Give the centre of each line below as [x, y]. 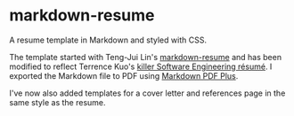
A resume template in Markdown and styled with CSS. [108, 40]
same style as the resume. [57, 102]
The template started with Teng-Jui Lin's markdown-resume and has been [146, 57]
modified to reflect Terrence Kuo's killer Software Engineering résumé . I [141, 66]
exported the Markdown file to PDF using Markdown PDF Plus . [124, 75]
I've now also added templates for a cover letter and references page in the [147, 93]
